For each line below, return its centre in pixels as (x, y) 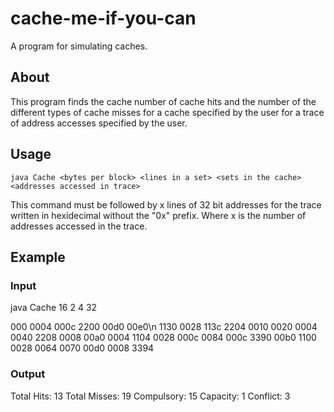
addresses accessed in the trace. (79, 226)
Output (28, 374)
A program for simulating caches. (79, 46)
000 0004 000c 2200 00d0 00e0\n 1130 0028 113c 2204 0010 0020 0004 (164, 327)
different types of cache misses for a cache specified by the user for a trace (167, 112)
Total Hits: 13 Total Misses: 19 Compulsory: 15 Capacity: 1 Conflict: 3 (150, 396)
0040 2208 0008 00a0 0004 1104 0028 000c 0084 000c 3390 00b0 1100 (163, 338)
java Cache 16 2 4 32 (54, 308)
